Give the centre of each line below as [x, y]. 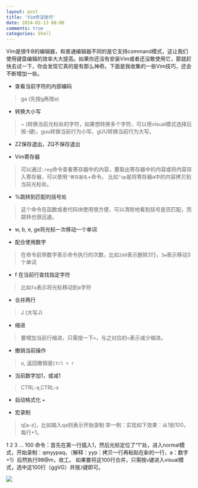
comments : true [25, 28]
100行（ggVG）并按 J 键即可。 [68, 467]
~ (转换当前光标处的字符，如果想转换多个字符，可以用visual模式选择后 [106, 124]
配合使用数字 [30, 242]
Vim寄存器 [27, 157]
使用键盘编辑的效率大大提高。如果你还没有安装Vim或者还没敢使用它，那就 [96, 59]
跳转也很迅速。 [39, 217]
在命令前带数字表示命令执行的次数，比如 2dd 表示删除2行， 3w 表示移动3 [106, 255]
